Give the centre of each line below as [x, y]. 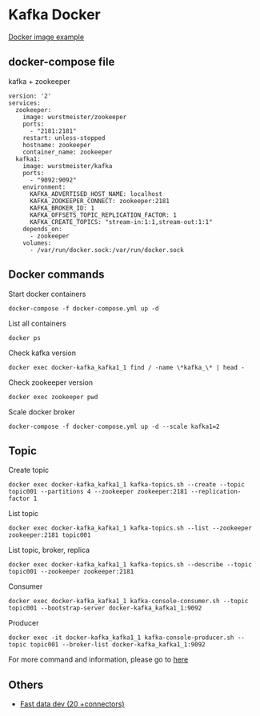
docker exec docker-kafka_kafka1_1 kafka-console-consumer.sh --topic [128, 602]
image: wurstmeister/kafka [68, 166]
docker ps [25, 338]
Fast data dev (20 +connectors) [72, 704]
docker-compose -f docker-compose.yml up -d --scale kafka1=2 [114, 426]
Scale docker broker [42, 412]
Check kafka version [42, 353]
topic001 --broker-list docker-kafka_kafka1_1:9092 [117, 645]
